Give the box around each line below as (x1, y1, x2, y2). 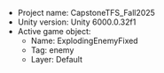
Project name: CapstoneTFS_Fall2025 (17, 8, 155, 18)
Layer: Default (30, 55, 82, 64)
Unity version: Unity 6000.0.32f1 (17, 17, 137, 27)
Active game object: (17, 26, 91, 36)
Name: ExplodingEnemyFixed (30, 35, 139, 46)
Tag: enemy (30, 45, 74, 55)
